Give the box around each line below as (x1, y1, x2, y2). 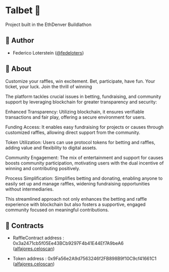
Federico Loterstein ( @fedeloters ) (12, 49, 84, 56)
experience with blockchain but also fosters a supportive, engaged (5, 201, 146, 207)
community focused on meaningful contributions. (5, 206, 109, 213)
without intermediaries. (5, 186, 54, 192)
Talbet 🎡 (5, 5, 41, 16)
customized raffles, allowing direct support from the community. (5, 129, 140, 135)
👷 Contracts (5, 221, 44, 230)
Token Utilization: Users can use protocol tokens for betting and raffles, (5, 139, 156, 145)
